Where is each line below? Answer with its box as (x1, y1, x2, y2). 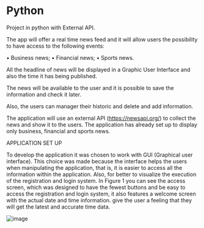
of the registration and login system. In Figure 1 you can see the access (6, 177, 186, 184)
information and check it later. (6, 90, 81, 98)
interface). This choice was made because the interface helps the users (6, 157, 188, 165)
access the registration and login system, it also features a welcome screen (6, 190, 197, 197)
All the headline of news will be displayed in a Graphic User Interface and (6, 65, 191, 73)
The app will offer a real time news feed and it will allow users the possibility (6, 35, 198, 43)
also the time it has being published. (6, 72, 98, 79)
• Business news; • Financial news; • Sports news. (6, 54, 134, 61)
